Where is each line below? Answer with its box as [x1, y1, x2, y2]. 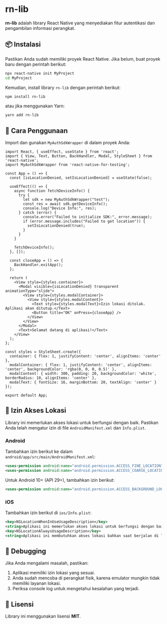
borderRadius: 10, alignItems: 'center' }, [5, 375, 97, 381]
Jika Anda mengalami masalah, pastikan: [5, 560, 88, 566]
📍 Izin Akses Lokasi [5, 406, 66, 415]
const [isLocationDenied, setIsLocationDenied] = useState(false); [9, 176, 153, 180]
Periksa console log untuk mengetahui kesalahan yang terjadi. [12, 586, 140, 592]
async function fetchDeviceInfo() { [14, 188, 90, 193]
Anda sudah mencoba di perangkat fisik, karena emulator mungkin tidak [12, 575, 160, 581]
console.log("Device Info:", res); [23, 206, 97, 211]
